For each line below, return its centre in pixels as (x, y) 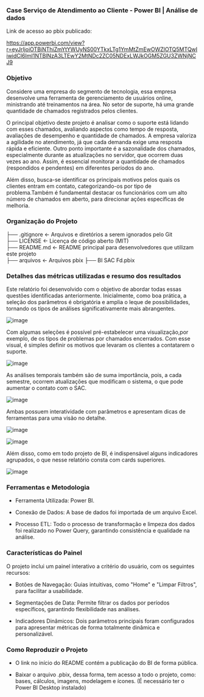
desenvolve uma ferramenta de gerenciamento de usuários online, (90, 98)
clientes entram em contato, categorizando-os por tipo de (79, 186)
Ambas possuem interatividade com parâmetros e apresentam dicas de (96, 412)
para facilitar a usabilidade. (49, 591)
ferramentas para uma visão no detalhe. (56, 418)
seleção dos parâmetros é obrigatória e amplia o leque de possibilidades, (98, 302)
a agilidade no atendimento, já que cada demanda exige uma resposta (94, 142)
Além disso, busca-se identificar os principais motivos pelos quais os (93, 179)
